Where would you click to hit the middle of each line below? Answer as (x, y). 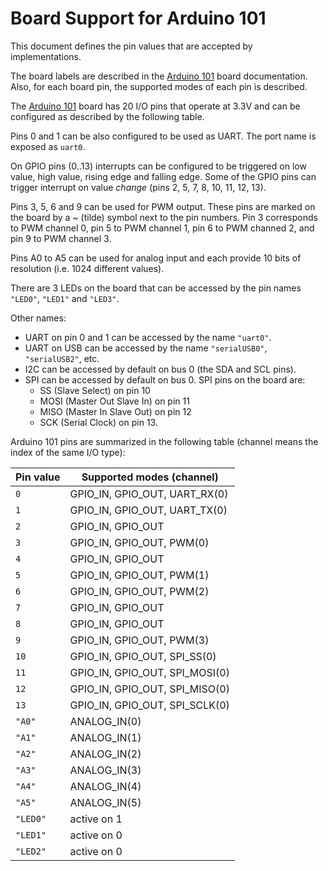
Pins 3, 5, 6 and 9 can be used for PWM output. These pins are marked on (163, 206)
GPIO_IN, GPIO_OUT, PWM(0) (139, 542)
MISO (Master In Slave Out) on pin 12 (115, 411)
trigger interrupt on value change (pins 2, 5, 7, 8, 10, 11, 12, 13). (138, 187)
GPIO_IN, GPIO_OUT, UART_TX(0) (148, 510)
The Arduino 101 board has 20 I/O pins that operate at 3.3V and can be (155, 106)
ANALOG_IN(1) (105, 737)
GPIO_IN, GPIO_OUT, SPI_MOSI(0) (149, 672)
